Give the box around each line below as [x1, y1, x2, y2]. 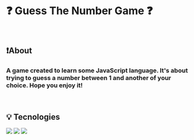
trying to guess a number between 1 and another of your [6, 74, 171, 82]
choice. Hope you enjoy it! [6, 81, 83, 90]
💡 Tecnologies [6, 112, 61, 122]
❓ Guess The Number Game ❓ [6, 4, 153, 18]
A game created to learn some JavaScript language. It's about [6, 66, 188, 75]
